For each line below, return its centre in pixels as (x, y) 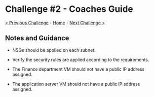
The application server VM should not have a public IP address (76, 84)
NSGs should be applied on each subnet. (54, 50)
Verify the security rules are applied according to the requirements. (80, 60)
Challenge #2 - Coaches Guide (69, 9)
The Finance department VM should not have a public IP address (78, 69)
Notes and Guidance (37, 38)
